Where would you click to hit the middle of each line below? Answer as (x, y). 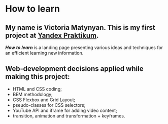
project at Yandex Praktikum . (52, 35)
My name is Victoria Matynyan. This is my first (80, 28)
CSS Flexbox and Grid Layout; (44, 100)
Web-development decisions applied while (74, 69)
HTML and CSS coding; (37, 89)
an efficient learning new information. (44, 53)
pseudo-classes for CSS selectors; (49, 105)
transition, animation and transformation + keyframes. (69, 116)
